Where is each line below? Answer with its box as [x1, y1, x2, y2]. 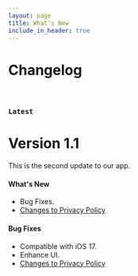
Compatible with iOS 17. [19, 241, 97, 251]
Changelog [8, 61, 82, 79]
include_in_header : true [8, 26, 90, 34]
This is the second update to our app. [8, 161, 131, 171]
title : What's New [8, 19, 69, 27]
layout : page [8, 11, 52, 20]
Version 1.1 [8, 135, 79, 152]
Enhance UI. [19, 250, 60, 259]
